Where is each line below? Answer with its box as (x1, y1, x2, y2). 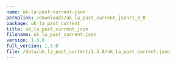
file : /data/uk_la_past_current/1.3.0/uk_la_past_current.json (6, 49, 171, 55)
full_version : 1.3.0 (6, 43, 59, 49)
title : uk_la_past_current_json (6, 26, 88, 32)
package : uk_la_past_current (6, 20, 80, 26)
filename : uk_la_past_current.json (6, 32, 97, 38)
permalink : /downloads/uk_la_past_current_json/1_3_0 (6, 15, 146, 21)
